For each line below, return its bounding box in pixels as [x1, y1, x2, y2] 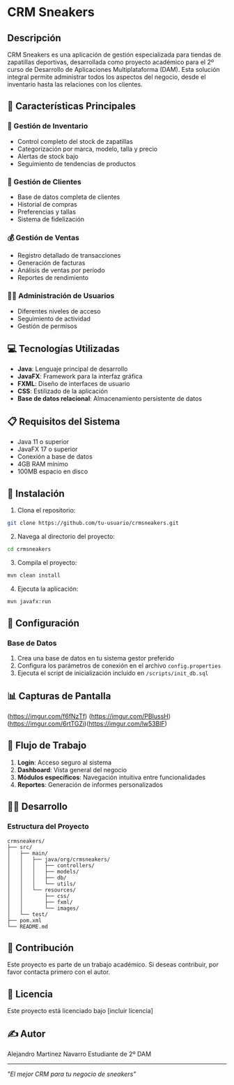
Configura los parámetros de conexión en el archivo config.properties [17, 661, 221, 670]
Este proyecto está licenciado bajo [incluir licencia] [7, 1007, 153, 1015]
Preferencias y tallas [17, 207, 77, 216]
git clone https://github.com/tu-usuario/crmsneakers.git [7, 519, 179, 527]
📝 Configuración [7, 617, 80, 629]
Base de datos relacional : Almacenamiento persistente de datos [17, 394, 202, 403]
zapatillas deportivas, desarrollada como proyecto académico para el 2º [7, 58, 214, 66]
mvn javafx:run [7, 598, 52, 605]
